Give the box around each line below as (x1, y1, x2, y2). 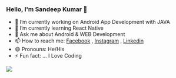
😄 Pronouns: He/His (14, 46, 65, 53)
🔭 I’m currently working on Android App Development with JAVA (14, 19, 171, 26)
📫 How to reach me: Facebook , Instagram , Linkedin (14, 37, 144, 44)
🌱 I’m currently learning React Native (14, 24, 104, 31)
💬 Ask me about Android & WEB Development (14, 31, 125, 38)
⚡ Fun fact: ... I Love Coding (14, 52, 82, 59)
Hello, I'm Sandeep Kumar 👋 (6, 5, 88, 13)
